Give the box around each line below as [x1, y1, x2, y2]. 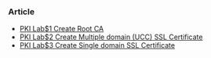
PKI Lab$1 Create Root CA [19, 24, 104, 34]
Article [8, 6, 35, 17]
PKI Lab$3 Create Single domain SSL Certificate [19, 41, 175, 50]
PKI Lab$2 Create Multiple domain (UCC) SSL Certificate [19, 32, 203, 42]
